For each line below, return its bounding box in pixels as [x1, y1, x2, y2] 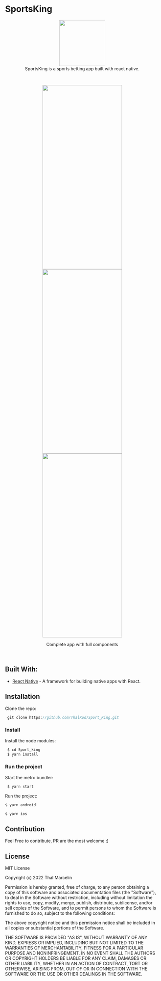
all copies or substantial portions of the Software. [5, 925, 104, 931]
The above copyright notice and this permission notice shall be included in [5, 920, 155, 926]
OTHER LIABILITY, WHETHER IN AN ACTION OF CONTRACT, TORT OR [5, 961, 148, 967]
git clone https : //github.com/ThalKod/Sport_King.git [7, 715, 119, 720]
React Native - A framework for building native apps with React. [12, 678, 141, 684]
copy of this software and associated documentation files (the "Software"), [5, 890, 157, 896]
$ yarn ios [5, 811, 27, 816]
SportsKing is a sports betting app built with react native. [25, 65, 139, 72]
